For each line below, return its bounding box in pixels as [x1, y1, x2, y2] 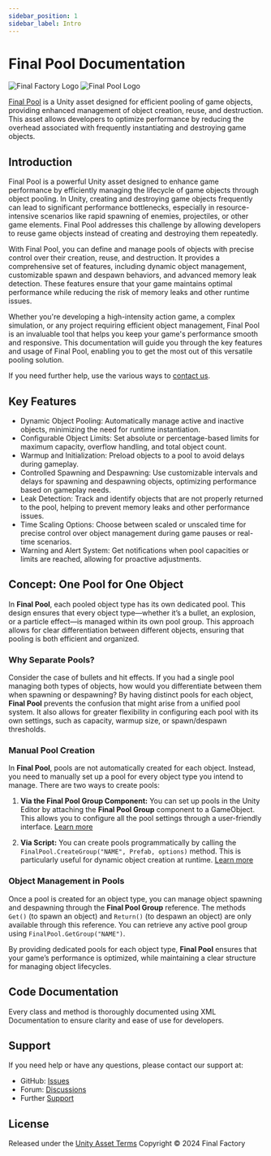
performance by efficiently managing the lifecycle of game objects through [8, 185, 260, 195]
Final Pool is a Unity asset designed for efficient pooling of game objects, [8, 97, 253, 106]
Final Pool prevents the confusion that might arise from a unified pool [8, 698, 241, 708]
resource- [216, 202, 250, 212]
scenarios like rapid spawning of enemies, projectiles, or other [40, 211, 249, 221]
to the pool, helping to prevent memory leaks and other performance [19, 502, 250, 512]
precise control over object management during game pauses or [19, 528, 236, 538]
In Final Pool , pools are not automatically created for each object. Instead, [8, 763, 256, 773]
